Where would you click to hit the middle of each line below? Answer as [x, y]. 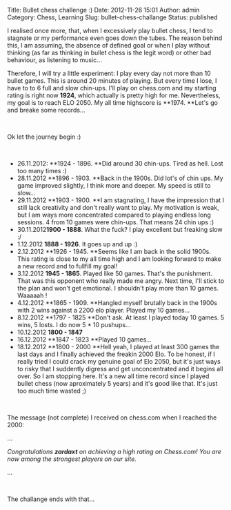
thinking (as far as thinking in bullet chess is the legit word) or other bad [109, 52]
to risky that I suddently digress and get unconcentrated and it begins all [120, 369]
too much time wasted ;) [52, 391]
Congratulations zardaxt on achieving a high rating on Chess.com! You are [114, 452]
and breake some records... [46, 110]
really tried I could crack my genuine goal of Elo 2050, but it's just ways [119, 361]
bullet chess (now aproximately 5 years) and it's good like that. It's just [117, 383]
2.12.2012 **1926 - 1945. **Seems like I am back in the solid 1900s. [114, 252]
